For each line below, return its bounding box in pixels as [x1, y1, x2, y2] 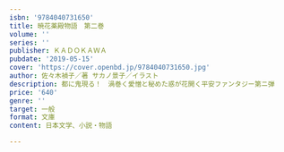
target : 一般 [9, 105, 56, 114]
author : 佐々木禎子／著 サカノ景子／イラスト [9, 72, 159, 80]
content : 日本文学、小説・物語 [9, 122, 113, 131]
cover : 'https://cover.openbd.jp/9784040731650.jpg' [9, 63, 211, 72]
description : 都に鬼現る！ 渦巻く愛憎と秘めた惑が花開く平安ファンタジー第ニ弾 [9, 80, 275, 89]
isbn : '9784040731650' [9, 13, 94, 22]
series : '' [9, 38, 50, 47]
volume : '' [9, 30, 50, 38]
